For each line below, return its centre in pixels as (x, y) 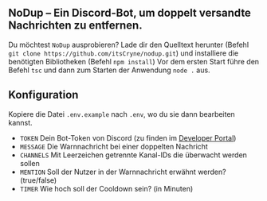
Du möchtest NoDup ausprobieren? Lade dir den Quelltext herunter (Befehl (129, 44)
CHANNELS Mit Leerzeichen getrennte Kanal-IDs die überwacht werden (133, 155)
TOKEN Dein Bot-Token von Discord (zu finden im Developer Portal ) (128, 137)
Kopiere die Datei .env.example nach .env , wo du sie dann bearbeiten (122, 114)
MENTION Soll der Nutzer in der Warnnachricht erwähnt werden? (123, 172)
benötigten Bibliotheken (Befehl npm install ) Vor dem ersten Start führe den (134, 61)
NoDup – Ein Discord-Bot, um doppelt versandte (130, 13)
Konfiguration (43, 95)
